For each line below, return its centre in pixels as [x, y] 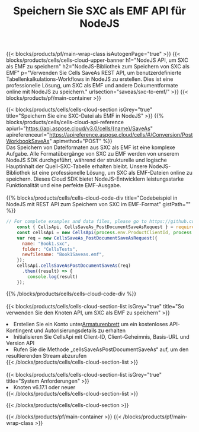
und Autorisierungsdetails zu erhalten [80, 330]
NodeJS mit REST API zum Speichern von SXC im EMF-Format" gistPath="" [99, 204]
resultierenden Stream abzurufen [46, 355]
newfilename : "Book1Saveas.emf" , [63, 255]
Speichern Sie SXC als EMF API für [99, 11]
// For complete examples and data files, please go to [76, 222]
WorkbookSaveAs [28, 141]
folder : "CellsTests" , [50, 249]
